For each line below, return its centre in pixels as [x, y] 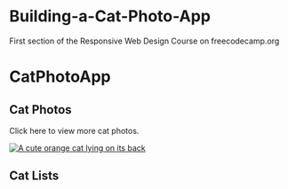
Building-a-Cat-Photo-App [110, 16]
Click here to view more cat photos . [74, 130]
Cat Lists [34, 176]
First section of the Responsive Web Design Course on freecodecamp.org [144, 41]
